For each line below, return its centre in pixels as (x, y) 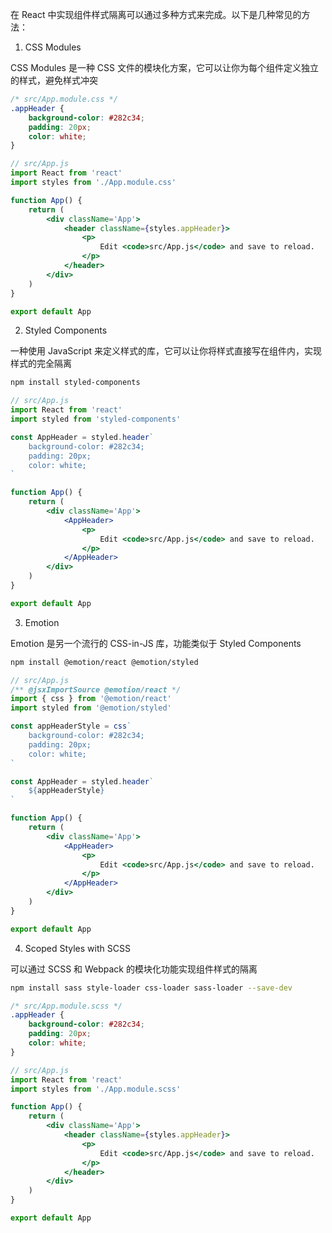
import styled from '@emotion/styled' (91, 708)
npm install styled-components (75, 383)
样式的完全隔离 (41, 364)
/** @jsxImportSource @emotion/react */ (96, 689)
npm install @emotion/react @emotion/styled (104, 662)
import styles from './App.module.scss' (96, 1089)
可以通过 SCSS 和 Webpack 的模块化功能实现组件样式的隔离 (134, 969)
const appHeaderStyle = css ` (71, 726)
